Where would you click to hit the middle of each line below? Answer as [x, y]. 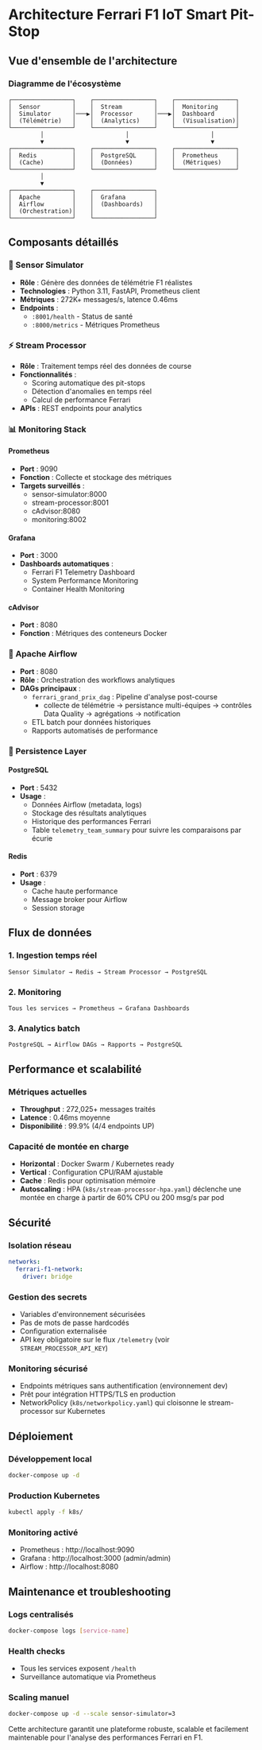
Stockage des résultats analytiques [89, 813]
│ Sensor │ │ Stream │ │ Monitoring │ [124, 106]
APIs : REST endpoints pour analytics [81, 408]
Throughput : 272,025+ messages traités [88, 1109]
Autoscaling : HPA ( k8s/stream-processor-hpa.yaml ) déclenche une [131, 1189]
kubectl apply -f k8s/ [46, 1512]
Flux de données [50, 933]
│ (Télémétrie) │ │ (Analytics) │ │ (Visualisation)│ [124, 121]
